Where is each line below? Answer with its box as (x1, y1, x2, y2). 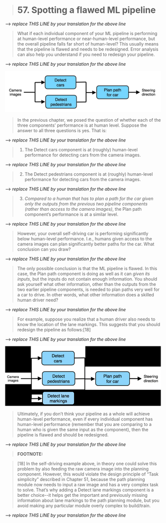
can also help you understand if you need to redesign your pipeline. (17, 51, 155, 57)
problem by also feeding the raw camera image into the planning (17, 466, 149, 472)
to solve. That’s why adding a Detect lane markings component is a (17, 487, 154, 493)
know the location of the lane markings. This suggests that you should (17, 321, 161, 327)
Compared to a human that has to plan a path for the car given (24, 195, 154, 201)
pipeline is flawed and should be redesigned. (17, 431, 109, 437)
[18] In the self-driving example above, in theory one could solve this (17, 460, 157, 467)
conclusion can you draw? (17, 246, 71, 252)
